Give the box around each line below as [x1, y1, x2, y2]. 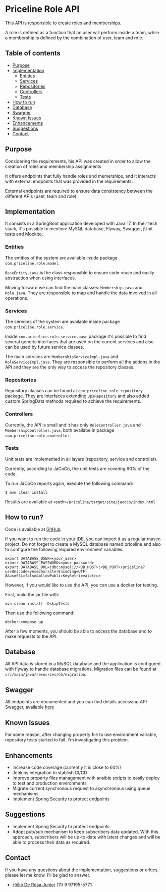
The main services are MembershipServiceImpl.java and [5, 353, 118, 360]
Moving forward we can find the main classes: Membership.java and [5, 284, 143, 290]
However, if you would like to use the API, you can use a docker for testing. [5, 582, 159, 588]
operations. [5, 295, 29, 301]
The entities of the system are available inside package [5, 255, 118, 261]
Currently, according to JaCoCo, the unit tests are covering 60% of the [5, 466, 150, 472]
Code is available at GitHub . [5, 526, 62, 532]
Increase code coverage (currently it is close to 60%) [12, 764, 121, 770]
